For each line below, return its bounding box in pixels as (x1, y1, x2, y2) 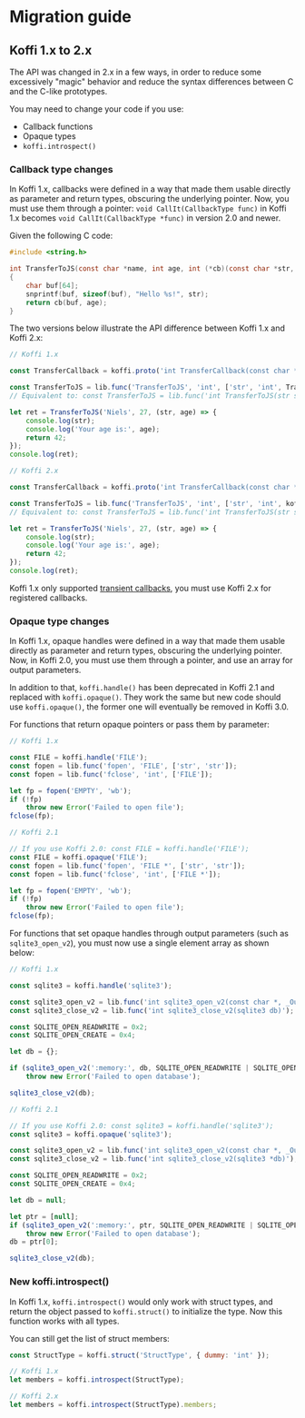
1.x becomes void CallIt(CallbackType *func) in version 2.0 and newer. (9, 213, 281, 223)
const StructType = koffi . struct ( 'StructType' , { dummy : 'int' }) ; (9, 1351, 271, 1360)
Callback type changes (9, 163, 113, 175)
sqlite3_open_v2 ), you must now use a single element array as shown (9, 937, 270, 948)
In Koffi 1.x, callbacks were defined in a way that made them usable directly (9, 183, 291, 194)
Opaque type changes (9, 615, 110, 628)
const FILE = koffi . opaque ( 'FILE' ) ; (9, 852, 148, 862)
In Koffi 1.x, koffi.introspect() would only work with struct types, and (9, 1296, 274, 1307)
